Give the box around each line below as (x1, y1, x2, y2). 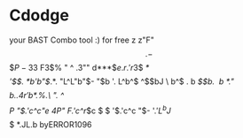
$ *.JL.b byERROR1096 (9, 119, 92, 129)
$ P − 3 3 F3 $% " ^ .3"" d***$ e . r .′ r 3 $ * (9, 62, 150, 73)
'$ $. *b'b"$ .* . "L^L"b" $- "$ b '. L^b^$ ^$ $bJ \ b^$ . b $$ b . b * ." (9, 76, 235, 87)
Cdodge (9, 5, 69, 26)
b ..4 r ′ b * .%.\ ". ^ (9, 89, 65, 100)
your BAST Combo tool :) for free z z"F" (9, 34, 155, 45)
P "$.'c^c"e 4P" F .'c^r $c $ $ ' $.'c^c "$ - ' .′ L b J (9, 103, 171, 116)
